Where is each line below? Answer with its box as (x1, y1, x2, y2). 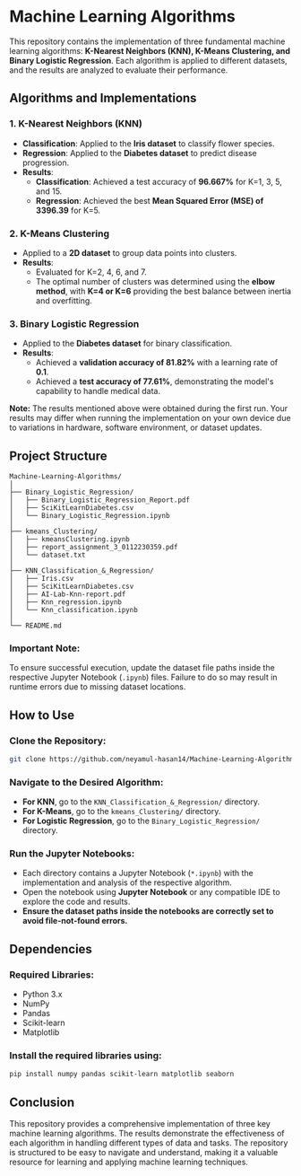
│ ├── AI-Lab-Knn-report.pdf (9, 590, 126, 599)
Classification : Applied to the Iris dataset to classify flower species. (21, 137, 275, 149)
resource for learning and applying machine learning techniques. (9, 1156, 249, 1168)
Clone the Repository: (9, 734, 107, 747)
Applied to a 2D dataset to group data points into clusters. (21, 247, 237, 258)
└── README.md (9, 621, 63, 630)
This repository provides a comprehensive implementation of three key (9, 1119, 271, 1129)
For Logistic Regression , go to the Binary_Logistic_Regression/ (21, 815, 261, 827)
